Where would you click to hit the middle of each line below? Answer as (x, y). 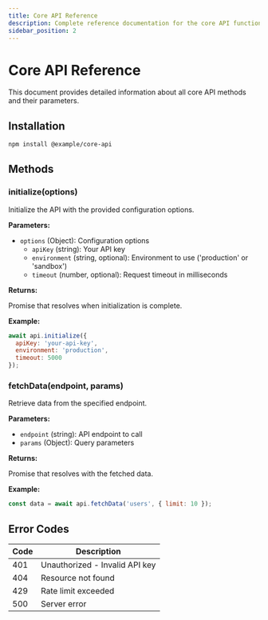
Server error (64, 604)
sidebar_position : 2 (43, 30)
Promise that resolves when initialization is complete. (95, 306)
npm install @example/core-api (60, 145)
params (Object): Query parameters (77, 443)
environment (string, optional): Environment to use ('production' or (140, 258)
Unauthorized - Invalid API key (99, 565)
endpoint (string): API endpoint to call (81, 434)
